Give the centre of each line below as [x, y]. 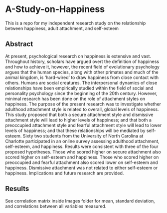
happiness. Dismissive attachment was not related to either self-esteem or [82, 167]
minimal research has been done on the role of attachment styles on [75, 98]
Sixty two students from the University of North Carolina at [83, 135]
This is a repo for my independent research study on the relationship [76, 23]
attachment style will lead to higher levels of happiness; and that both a [79, 120]
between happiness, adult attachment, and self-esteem [62, 28]
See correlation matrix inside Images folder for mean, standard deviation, [80, 200]
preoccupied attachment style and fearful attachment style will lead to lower [83, 125]
